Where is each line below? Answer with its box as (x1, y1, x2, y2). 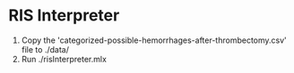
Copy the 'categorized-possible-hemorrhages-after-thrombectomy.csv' (21, 35, 288, 45)
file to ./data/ (21, 44, 69, 54)
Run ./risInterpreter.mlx (21, 53, 107, 64)
